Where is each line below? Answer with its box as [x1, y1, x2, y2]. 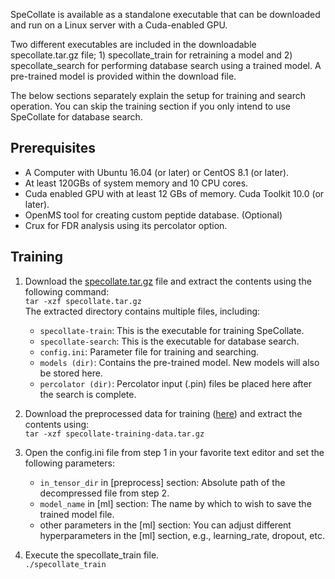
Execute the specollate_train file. [24, 549, 160, 561]
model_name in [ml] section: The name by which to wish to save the [39, 497, 312, 509]
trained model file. [39, 508, 115, 520]
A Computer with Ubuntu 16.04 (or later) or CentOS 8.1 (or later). [24, 166, 290, 178]
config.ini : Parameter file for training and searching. [39, 345, 260, 358]
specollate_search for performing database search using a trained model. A [10, 60, 322, 71]
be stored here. [39, 367, 103, 379]
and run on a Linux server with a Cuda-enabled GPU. [10, 19, 228, 31]
